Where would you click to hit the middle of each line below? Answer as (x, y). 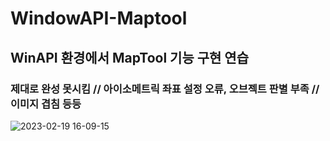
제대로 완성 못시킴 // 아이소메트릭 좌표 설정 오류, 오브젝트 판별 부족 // (165, 89)
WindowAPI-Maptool (99, 18)
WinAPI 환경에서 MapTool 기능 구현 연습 (129, 57)
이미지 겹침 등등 (46, 104)
